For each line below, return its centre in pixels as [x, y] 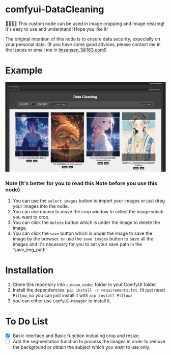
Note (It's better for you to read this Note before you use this [81, 183]
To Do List [27, 321]
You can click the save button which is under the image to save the [82, 233]
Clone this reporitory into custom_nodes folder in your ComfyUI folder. [85, 284]
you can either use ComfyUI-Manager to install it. [62, 301]
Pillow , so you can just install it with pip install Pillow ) [72, 296]
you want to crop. [31, 217]
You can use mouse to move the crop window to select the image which [88, 212]
